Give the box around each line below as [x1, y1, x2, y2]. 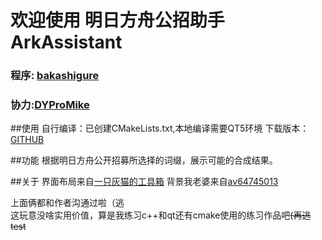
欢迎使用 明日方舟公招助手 [10, 9, 225, 32]
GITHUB [10, 134, 45, 146]
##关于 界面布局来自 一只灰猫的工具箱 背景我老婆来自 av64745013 [10, 176, 279, 188]
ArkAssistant [10, 31, 123, 54]
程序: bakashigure [10, 69, 100, 83]
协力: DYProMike [10, 98, 90, 112]
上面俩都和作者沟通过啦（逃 [10, 197, 125, 209]
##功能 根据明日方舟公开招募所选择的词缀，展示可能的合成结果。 [10, 154, 278, 166]
